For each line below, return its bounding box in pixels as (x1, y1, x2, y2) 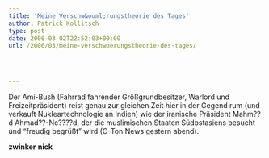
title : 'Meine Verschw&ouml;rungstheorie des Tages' (8, 11, 190, 20)
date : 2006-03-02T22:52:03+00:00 (8, 34, 121, 43)
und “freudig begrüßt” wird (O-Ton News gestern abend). (8, 127, 200, 136)
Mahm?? (233, 110, 261, 119)
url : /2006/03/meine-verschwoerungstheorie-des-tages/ (8, 42, 197, 50)
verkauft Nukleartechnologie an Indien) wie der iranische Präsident (8, 110, 232, 119)
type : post (8, 27, 45, 35)
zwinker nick (8, 142, 53, 152)
